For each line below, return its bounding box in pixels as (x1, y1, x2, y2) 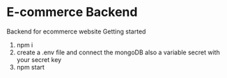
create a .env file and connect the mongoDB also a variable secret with (16, 48, 220, 56)
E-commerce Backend (6, 4, 138, 20)
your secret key (16, 55, 62, 63)
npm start (16, 63, 45, 71)
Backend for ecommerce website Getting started (6, 27, 146, 36)
